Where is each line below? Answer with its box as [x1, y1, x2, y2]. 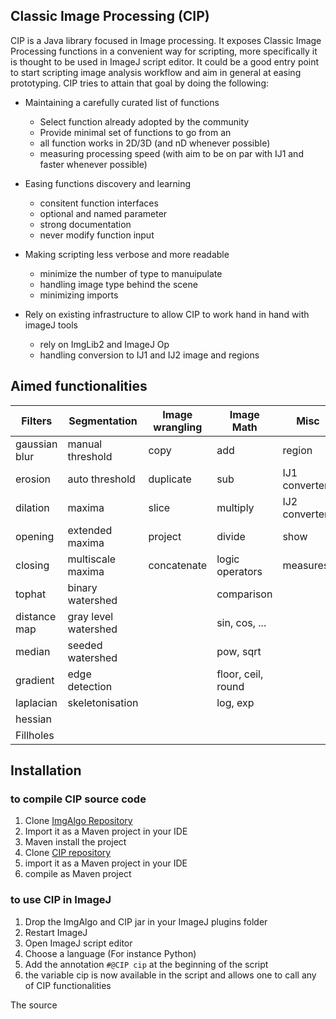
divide [216, 529, 246, 543]
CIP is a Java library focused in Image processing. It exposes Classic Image [10, 34, 322, 46]
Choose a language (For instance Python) [24, 947, 197, 959]
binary [67, 580, 98, 594]
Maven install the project [24, 836, 127, 848]
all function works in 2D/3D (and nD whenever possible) [39, 137, 271, 149]
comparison [216, 587, 273, 601]
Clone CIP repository [24, 847, 112, 859]
